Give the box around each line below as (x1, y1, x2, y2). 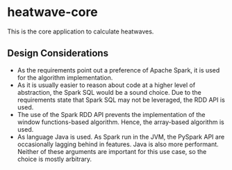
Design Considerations (7, 47, 109, 59)
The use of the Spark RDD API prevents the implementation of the (17, 110, 206, 118)
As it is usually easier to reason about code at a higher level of (17, 81, 196, 89)
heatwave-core (7, 4, 99, 20)
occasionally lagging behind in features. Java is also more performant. (17, 140, 219, 148)
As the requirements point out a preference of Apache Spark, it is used (17, 65, 220, 74)
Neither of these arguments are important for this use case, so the (17, 147, 207, 155)
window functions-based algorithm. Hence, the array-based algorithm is (17, 118, 224, 126)
